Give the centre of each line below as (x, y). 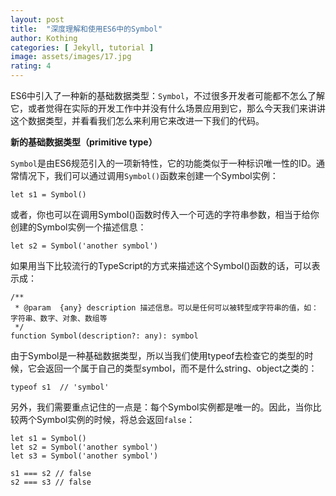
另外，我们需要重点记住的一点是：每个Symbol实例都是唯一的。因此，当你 (161, 407)
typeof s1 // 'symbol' (60, 387)
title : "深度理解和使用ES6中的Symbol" (86, 29)
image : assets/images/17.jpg (71, 57)
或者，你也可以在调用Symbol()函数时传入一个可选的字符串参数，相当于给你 (165, 214)
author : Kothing (44, 38)
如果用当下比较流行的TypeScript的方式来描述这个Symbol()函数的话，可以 (161, 265)
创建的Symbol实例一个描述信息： (78, 227)
